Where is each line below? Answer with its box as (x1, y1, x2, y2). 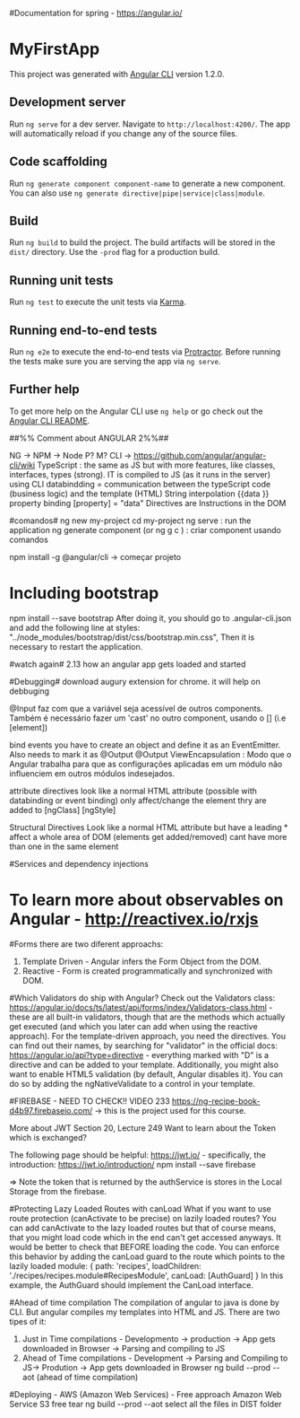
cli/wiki (9, 460, 36, 470)
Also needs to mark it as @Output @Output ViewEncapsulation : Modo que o (9, 748, 292, 759)
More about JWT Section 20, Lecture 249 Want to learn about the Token (9, 1122, 276, 1134)
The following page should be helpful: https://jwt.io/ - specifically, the (9, 1149, 266, 1160)
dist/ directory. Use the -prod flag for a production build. (9, 247, 220, 258)
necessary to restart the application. (9, 641, 143, 652)
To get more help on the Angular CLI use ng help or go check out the (9, 406, 263, 416)
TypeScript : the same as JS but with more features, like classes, (37, 460, 276, 470)
